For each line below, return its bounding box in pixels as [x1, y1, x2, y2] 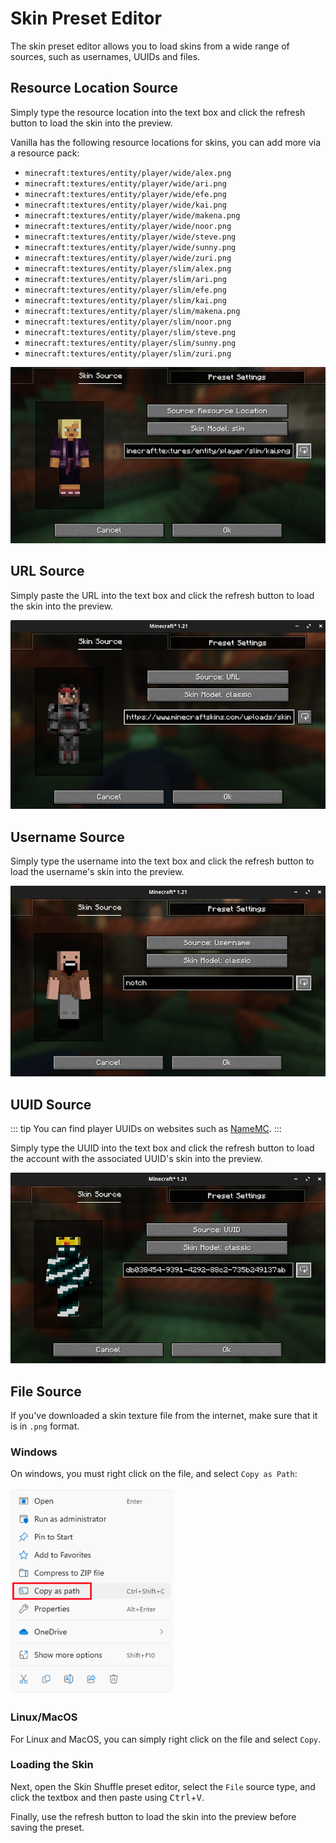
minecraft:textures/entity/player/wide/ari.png [24, 178, 227, 189]
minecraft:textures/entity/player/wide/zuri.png [24, 253, 232, 263]
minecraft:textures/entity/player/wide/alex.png [24, 168, 232, 178]
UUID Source [10, 1096, 92, 1113]
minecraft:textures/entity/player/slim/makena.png [24, 306, 241, 316]
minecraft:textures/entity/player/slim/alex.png [24, 263, 232, 274]
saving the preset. [10, 1821, 85, 1833]
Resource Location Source [10, 80, 179, 97]
